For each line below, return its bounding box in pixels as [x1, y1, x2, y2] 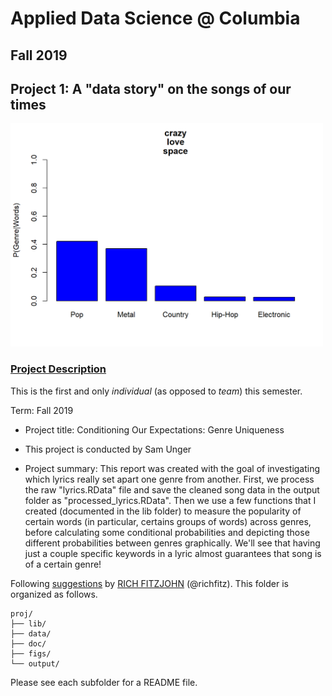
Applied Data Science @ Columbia [10, 7, 301, 30]
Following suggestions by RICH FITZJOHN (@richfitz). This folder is [10, 577, 289, 589]
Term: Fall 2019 [10, 404, 74, 416]
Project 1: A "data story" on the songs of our [10, 80, 292, 97]
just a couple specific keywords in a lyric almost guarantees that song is [24, 547, 322, 559]
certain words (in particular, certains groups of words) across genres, [24, 515, 312, 527]
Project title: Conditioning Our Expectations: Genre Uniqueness [24, 423, 285, 436]
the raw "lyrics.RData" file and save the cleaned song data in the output [24, 483, 320, 496]
